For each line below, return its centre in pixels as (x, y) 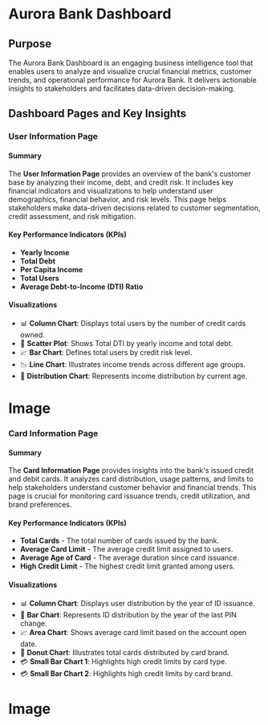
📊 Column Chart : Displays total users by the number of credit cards (133, 323)
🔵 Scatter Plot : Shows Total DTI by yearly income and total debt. (126, 343)
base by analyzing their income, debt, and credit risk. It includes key (121, 182)
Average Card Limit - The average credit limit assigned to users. (126, 549)
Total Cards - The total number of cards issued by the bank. (119, 541)
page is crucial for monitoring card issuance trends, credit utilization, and (129, 496)
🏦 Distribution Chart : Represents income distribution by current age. (134, 376)
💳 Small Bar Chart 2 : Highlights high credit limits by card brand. (126, 673)
